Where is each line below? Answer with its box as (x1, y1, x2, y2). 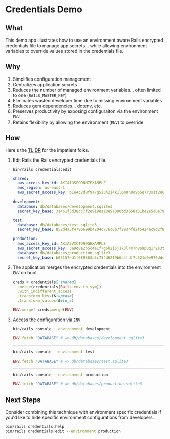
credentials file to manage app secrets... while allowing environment (5, 43, 147, 49)
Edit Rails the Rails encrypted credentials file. (12, 157, 107, 163)
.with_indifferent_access (17, 289, 72, 294)
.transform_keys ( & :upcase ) (17, 294, 74, 299)
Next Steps (5, 395, 41, 404)
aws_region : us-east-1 (17, 185, 65, 190)
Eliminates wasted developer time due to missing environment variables (12, 97, 162, 103)
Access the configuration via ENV (12, 316, 81, 323)
